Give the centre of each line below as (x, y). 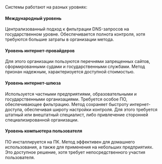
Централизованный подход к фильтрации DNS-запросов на (67, 29)
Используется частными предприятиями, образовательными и (71, 94)
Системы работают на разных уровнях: (46, 7)
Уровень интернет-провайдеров (40, 50)
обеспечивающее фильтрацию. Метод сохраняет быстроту (67, 104)
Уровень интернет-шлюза (33, 83)
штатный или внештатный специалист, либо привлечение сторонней (77, 115)
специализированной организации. (42, 120)
